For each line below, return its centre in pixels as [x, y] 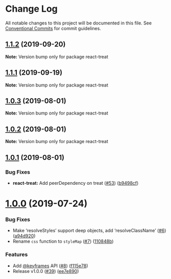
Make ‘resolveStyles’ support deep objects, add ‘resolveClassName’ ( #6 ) [89, 231]
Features [17, 255]
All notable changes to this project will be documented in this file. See [79, 23]
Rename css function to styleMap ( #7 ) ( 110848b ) [63, 241]
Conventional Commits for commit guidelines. [53, 28]
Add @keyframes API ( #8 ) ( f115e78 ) [50, 266]
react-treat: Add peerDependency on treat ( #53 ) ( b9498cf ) [76, 183]
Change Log [31, 9]
